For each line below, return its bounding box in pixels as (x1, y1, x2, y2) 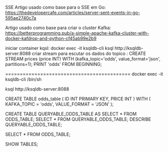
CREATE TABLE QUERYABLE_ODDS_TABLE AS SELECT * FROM (5, 111, 137, 117)
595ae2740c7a (5, 15, 36, 21)
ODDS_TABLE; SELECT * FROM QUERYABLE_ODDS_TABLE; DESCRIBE (5, 116, 151, 122)
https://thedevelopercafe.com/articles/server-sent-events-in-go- (5, 10, 140, 16)
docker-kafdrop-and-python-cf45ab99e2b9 (5, 35, 97, 41)
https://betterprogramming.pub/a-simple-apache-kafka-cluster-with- (5, 30, 149, 36)
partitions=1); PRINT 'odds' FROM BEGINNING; (5, 61, 102, 67)
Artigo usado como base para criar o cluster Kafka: (5, 25, 112, 31)
